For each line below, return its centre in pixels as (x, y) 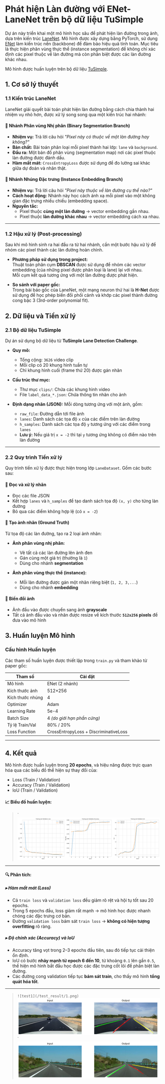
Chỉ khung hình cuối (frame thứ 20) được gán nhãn (71, 370)
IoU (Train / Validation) (35, 790)
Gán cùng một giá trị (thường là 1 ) (54, 558)
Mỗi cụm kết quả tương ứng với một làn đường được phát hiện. (75, 275)
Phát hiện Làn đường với (55, 9)
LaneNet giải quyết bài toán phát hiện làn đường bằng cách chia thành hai (80, 109)
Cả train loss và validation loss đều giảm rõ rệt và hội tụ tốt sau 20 (83, 900)
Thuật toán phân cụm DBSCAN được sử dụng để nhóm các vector (79, 265)
